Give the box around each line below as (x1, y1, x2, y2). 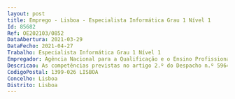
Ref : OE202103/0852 (7, 29, 64, 37)
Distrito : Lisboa (7, 82, 58, 89)
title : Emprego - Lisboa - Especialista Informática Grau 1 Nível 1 (7, 17, 211, 24)
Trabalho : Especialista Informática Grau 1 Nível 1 (7, 49, 161, 56)
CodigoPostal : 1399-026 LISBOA (7, 68, 99, 75)
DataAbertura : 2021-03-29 (7, 36, 83, 43)
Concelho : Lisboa (7, 75, 58, 82)
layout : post (7, 10, 45, 17)
